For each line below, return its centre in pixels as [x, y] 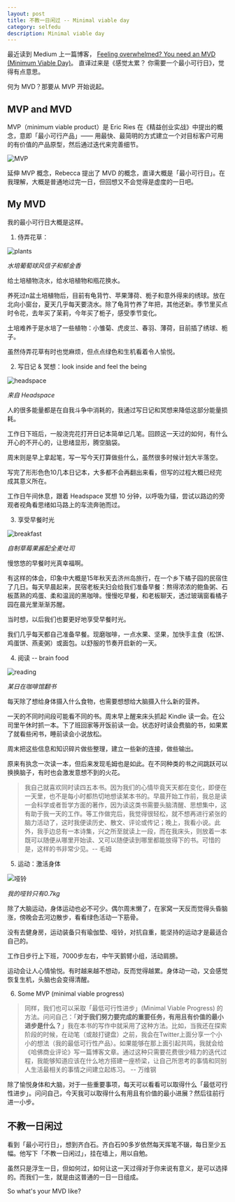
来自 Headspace [31, 395]
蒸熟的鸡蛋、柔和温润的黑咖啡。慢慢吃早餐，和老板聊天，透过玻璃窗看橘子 [120, 595]
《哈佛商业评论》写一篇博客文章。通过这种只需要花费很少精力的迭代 [122, 1052]
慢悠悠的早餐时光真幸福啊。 [47, 563]
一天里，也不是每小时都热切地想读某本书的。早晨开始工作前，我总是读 [126, 796]
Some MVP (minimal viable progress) [71, 993]
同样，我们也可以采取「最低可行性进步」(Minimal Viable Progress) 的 [124, 1008]
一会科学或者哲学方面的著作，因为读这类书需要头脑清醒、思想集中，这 [126, 805]
